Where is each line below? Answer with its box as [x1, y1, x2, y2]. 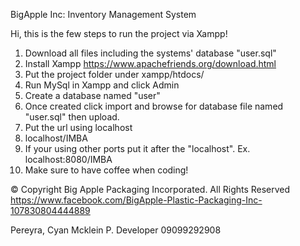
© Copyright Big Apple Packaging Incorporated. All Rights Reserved [10, 184, 291, 195]
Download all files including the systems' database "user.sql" [24, 47, 277, 59]
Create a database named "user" [24, 90, 161, 101]
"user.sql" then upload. [24, 111, 120, 123]
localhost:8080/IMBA [24, 154, 113, 165]
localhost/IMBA [24, 132, 88, 144]
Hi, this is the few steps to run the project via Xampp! [10, 28, 228, 39]
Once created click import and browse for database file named [24, 100, 284, 112]
